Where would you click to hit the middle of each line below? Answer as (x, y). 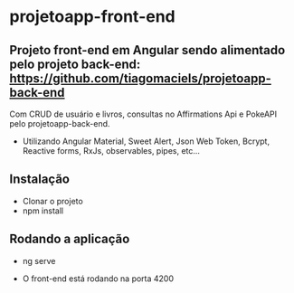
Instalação (40, 180)
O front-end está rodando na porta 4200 (98, 279)
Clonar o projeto (52, 201)
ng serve (39, 260)
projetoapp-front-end (93, 17)
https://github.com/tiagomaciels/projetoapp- (140, 78)
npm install (43, 211)
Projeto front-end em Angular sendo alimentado (147, 50)
